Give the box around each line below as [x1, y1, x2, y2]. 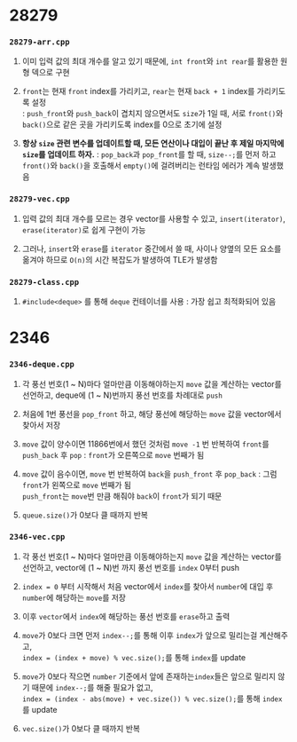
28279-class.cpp [9, 277, 80, 287]
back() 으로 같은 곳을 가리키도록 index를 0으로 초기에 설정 [21, 119, 223, 130]
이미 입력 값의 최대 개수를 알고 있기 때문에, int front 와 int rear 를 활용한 [21, 56, 279, 67]
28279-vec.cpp [9, 194, 70, 204]
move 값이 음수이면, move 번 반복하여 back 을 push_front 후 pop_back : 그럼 [21, 468, 277, 479]
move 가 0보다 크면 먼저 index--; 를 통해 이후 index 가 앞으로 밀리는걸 [21, 629, 258, 640]
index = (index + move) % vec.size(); [21, 653, 166, 662]
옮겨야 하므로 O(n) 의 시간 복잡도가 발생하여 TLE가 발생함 [21, 254, 218, 264]
